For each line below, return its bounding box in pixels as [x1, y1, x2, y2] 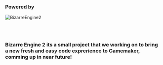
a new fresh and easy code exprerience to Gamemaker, [5, 47, 140, 54]
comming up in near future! [5, 54, 72, 61]
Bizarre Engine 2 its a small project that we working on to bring [5, 42, 158, 48]
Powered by [5, 3, 35, 10]
